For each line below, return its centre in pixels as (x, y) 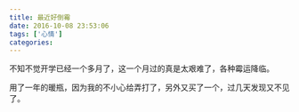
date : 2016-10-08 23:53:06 (59, 26)
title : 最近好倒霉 (40, 17)
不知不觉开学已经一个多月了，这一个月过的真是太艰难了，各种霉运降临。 (141, 68)
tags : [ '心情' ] (36, 34)
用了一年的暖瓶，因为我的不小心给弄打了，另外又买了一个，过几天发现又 (141, 88)
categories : (31, 42)
